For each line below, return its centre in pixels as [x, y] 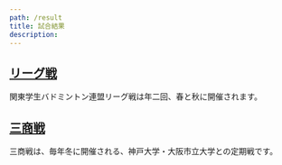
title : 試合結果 [37, 26]
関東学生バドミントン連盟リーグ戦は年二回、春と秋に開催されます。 [136, 96]
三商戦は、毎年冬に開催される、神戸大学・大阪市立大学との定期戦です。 [144, 151]
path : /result [36, 18]
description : [34, 34]
